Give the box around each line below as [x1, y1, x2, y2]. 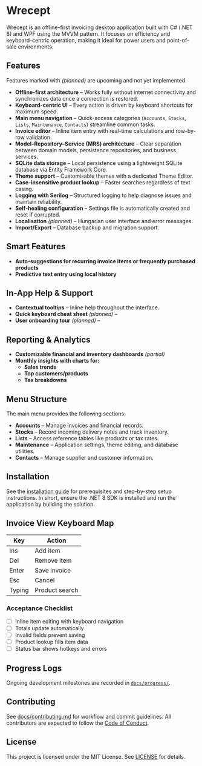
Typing [9, 586, 29, 594]
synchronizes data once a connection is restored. [15, 95, 138, 102]
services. [15, 153, 38, 160]
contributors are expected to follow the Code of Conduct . [6, 719, 149, 727]
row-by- [175, 127, 197, 134]
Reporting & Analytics [6, 334, 91, 344]
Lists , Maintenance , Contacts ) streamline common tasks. [15, 121, 155, 128]
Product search [34, 586, 79, 594]
